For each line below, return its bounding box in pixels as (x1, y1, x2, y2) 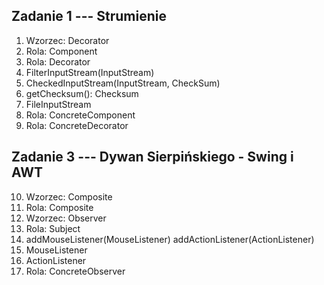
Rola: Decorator (25, 55, 91, 68)
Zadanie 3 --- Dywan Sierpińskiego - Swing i (11, 149, 294, 166)
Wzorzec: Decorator (25, 34, 110, 46)
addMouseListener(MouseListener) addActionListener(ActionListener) (25, 233, 315, 245)
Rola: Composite (25, 201, 94, 213)
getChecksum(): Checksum (25, 87, 139, 99)
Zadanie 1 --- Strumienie (11, 8, 167, 25)
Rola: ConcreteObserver (25, 265, 126, 277)
